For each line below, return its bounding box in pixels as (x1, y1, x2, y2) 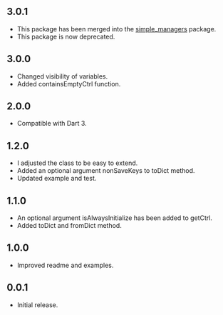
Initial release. (16, 300, 58, 309)
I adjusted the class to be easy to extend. (16, 159, 138, 167)
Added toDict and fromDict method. (16, 221, 122, 230)
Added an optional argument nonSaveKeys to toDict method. (16, 166, 195, 175)
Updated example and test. (16, 174, 97, 183)
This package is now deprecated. (16, 32, 115, 41)
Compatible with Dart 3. (16, 119, 87, 128)
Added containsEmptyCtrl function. (16, 79, 121, 88)
